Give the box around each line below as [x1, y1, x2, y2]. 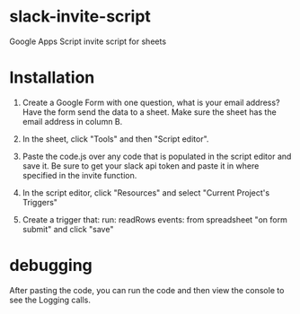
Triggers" [22, 196, 58, 207]
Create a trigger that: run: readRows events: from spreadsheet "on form [22, 214, 287, 225]
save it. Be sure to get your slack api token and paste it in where [22, 160, 260, 171]
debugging [9, 256, 93, 275]
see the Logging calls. [9, 294, 92, 305]
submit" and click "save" [22, 223, 114, 234]
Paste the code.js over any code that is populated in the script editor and [22, 151, 292, 161]
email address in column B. [22, 116, 123, 126]
